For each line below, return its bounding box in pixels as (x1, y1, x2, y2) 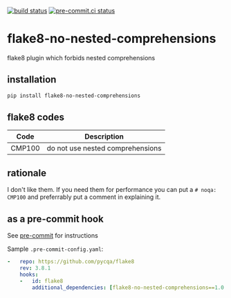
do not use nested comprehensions (46, 143, 162, 153)
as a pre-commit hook (7, 213, 104, 225)
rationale (7, 167, 47, 179)
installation (7, 73, 57, 86)
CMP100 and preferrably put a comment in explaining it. (7, 193, 161, 201)
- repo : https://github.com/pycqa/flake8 (7, 258, 135, 265)
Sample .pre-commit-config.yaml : (7, 245, 104, 253)
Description (84, 132, 124, 141)
